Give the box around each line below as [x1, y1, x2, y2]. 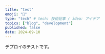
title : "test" [5, 7, 34, 12]
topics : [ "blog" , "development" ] [5, 20, 73, 26]
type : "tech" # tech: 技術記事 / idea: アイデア [5, 16, 100, 21]
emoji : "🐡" [5, 12, 27, 17]
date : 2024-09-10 [5, 30, 41, 35]
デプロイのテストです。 [5, 44, 52, 49]
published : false [5, 25, 41, 30]
